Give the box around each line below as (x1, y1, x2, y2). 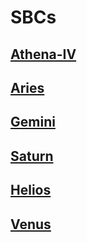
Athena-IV (10, 46, 77, 63)
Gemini (10, 114, 56, 131)
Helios (10, 182, 52, 199)
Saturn (10, 147, 54, 165)
